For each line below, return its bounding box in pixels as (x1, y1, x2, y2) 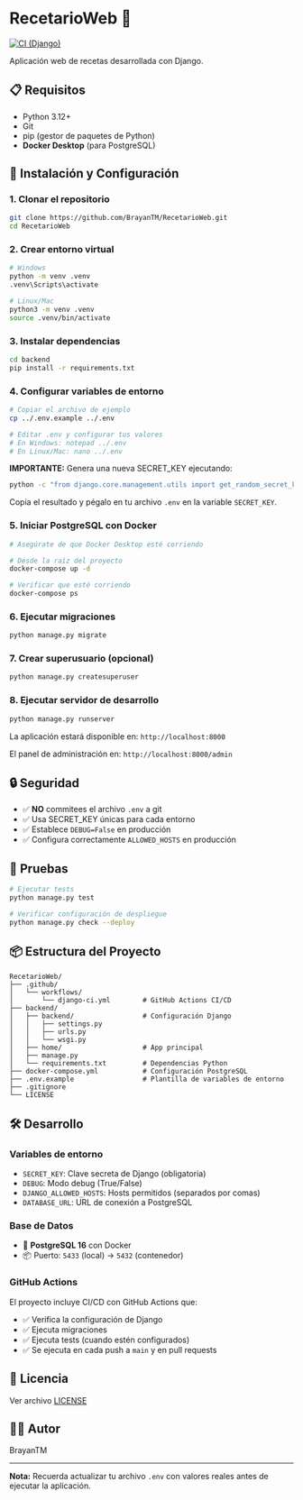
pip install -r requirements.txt (9, 363, 135, 372)
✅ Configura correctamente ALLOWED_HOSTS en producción (22, 834, 237, 846)
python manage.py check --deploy (9, 918, 135, 927)
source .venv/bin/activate (9, 313, 111, 323)
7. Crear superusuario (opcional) (9, 653, 154, 665)
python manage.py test (9, 893, 95, 902)
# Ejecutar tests (9, 885, 75, 894)
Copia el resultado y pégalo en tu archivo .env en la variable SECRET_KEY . (9, 497, 278, 508)
